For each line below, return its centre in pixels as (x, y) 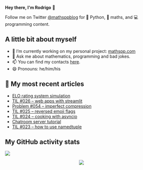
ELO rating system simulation (41, 96)
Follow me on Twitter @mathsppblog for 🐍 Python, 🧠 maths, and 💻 (72, 17)
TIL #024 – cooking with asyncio (45, 116)
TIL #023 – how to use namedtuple (47, 127)
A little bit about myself (41, 40)
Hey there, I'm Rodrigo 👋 (30, 8)
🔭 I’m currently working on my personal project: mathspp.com (74, 51)
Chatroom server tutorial (37, 121)
